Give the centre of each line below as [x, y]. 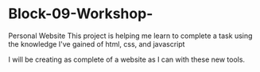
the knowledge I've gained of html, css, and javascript [97, 44]
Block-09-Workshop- [81, 14]
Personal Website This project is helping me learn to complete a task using [130, 36]
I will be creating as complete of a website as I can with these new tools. [126, 59]
